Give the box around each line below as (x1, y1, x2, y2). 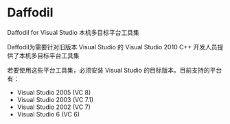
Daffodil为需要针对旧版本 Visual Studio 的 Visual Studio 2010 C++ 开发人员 (7, 42, 218, 51)
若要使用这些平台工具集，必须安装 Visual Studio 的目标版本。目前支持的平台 (7, 66, 222, 74)
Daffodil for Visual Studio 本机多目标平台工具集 (7, 28, 139, 36)
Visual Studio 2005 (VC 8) (16, 88, 91, 97)
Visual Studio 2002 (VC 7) (16, 103, 91, 111)
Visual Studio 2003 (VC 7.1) (16, 95, 94, 103)
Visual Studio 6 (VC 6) (16, 110, 80, 118)
